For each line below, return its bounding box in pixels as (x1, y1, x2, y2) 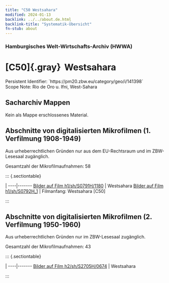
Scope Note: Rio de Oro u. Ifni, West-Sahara (5, 84, 97, 90)
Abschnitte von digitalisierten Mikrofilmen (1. (5, 127, 151, 135)
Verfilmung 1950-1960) (5, 221, 81, 229)
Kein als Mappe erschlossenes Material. (5, 112, 89, 118)
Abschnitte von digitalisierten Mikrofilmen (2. (5, 213, 152, 221)
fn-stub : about (5, 26, 38, 31)
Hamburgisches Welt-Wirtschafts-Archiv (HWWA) (5, 43, 133, 50)
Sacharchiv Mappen (5, 98, 71, 107)
